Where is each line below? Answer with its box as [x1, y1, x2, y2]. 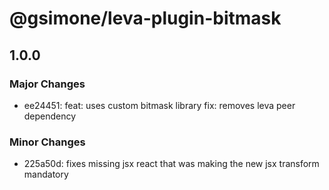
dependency [23, 110, 77, 122]
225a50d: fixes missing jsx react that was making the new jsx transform [23, 158, 320, 170]
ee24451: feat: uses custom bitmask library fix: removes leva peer [23, 99, 296, 111]
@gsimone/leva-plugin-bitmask [9, 7, 282, 30]
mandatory [23, 168, 69, 181]
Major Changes [9, 77, 86, 91]
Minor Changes [9, 135, 86, 149]
